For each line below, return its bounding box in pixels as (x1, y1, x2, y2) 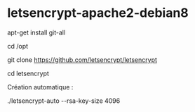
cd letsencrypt (7, 69, 49, 77)
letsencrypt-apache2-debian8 (7, 5, 189, 21)
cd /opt (7, 42, 29, 50)
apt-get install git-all (7, 28, 66, 37)
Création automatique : (7, 82, 74, 91)
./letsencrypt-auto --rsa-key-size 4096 (7, 97, 121, 105)
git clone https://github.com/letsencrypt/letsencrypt (7, 55, 158, 64)
